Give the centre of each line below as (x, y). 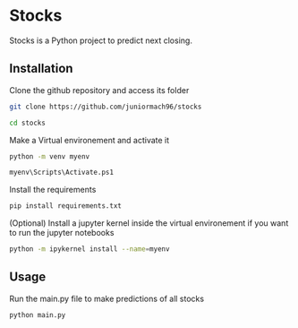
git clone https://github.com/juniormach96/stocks (106, 107)
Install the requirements (53, 190)
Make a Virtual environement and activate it (89, 140)
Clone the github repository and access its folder (99, 90)
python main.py (38, 315)
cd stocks (28, 123)
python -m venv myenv (50, 156)
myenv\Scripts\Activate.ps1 (62, 173)
